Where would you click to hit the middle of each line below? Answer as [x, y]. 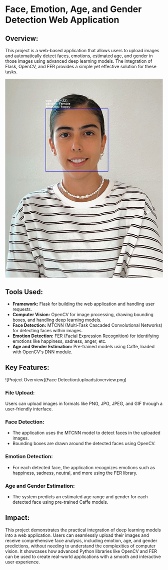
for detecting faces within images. [47, 330]
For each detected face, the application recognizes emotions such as [83, 467]
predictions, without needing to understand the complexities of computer [80, 546]
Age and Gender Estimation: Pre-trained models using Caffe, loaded [83, 346]
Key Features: [27, 368]
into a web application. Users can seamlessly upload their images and [77, 535]
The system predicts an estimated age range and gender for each [80, 496]
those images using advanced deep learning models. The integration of [79, 61]
